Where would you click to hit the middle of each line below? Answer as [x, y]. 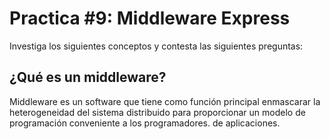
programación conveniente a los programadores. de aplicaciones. [145, 123]
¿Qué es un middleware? [88, 77]
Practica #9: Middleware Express [150, 18]
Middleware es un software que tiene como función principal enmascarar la [165, 101]
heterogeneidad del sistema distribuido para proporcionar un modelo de [157, 112]
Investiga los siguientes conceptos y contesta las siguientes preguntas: [156, 46]
